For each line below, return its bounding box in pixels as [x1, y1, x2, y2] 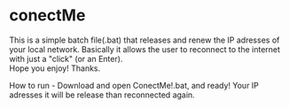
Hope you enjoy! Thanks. [9, 63, 101, 74]
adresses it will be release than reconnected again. [9, 90, 195, 100]
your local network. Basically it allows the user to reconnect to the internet [9, 43, 281, 54]
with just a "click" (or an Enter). [9, 53, 123, 64]
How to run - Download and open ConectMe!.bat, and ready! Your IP [9, 80, 260, 90]
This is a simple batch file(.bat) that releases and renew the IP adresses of [9, 35, 280, 45]
